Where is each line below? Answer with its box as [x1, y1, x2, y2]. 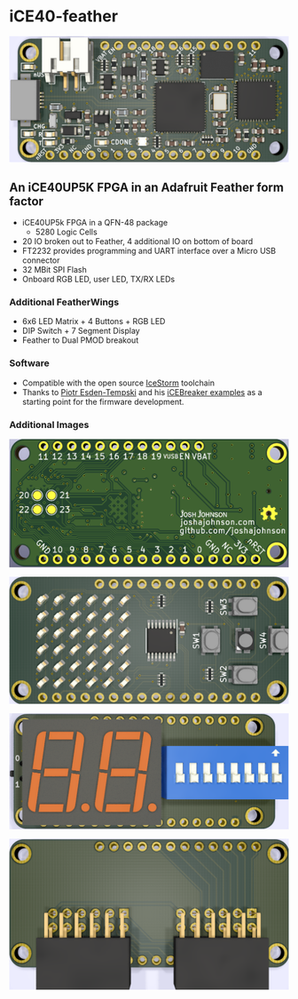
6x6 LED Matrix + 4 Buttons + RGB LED [21, 316, 166, 327]
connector [21, 255, 60, 266]
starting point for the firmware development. [21, 396, 184, 407]
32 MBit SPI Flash [21, 265, 87, 275]
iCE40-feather [9, 6, 118, 27]
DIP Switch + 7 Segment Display [21, 326, 140, 337]
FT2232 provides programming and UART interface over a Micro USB [21, 246, 277, 257]
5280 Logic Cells [35, 226, 98, 237]
